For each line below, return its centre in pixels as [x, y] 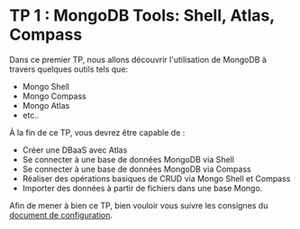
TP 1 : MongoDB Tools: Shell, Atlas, [142, 16]
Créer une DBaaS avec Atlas [75, 150]
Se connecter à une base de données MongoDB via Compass [136, 169]
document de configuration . [61, 215]
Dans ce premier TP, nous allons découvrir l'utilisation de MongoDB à [138, 59]
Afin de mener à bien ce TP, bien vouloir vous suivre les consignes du [139, 205]
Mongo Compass [55, 96]
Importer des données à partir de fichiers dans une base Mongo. [142, 188]
